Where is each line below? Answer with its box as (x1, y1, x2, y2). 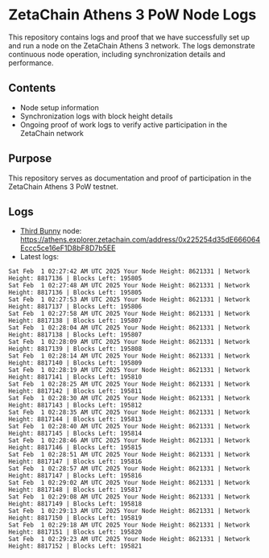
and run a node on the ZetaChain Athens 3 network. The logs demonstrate (8, 40, 255, 50)
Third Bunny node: (19, 226, 82, 236)
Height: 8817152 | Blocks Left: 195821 (8, 542, 143, 551)
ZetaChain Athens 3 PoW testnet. (8, 181, 118, 191)
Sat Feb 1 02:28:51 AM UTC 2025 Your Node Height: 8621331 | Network (8, 451, 250, 459)
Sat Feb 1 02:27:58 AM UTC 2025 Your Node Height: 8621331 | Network (8, 310, 250, 318)
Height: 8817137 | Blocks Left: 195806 (8, 303, 143, 311)
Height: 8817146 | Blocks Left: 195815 (8, 444, 143, 452)
